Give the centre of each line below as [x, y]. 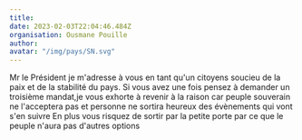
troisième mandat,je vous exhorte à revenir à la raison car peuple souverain [150, 97]
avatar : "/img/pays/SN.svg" [63, 52]
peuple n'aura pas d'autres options [75, 126]
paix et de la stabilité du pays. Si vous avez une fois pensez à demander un [150, 87]
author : [24, 43]
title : [22, 18]
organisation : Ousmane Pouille [68, 35]
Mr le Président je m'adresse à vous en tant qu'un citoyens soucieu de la [145, 77]
